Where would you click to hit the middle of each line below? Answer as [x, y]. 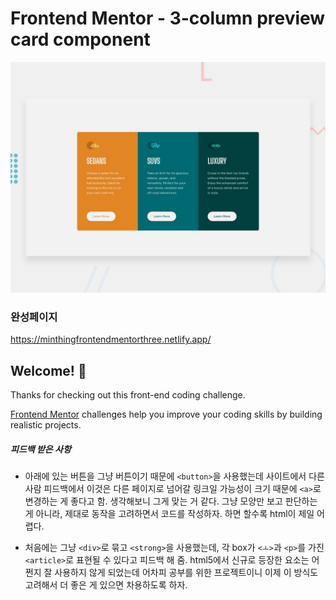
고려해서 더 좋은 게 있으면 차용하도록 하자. [106, 585]
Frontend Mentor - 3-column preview [168, 18]
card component [80, 39]
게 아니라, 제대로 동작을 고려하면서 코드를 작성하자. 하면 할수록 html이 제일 [169, 514]
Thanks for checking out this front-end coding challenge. [128, 395]
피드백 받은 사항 [41, 449]
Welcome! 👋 [48, 370]
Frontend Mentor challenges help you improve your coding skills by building [166, 414]
